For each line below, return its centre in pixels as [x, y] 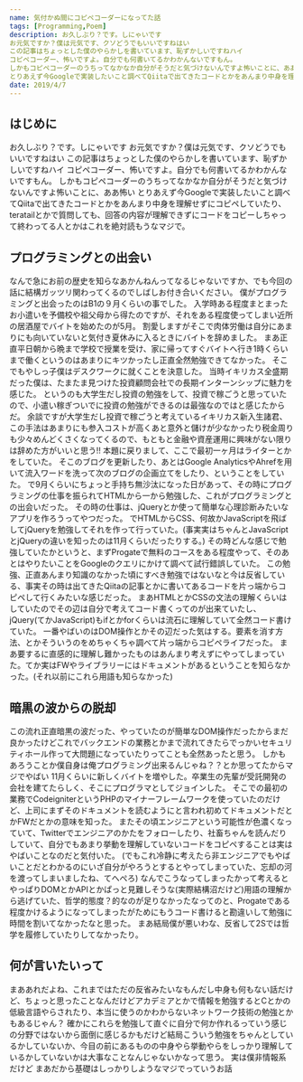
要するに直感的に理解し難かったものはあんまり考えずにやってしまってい [151, 654]
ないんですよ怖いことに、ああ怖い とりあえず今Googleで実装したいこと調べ [150, 193]
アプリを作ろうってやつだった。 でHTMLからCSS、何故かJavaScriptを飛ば [148, 518]
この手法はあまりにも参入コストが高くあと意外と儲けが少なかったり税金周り [151, 428]
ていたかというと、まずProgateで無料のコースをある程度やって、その [153, 552]
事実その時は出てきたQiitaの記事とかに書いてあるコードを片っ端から [151, 586]
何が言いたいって [56, 966]
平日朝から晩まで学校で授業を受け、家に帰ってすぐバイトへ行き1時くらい [152, 349]
